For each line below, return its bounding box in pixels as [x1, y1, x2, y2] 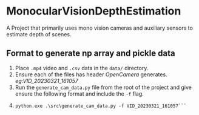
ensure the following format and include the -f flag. [15, 90, 144, 97]
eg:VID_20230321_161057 [15, 77, 79, 84]
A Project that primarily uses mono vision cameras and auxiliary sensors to [6, 24, 193, 31]
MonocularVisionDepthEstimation [6, 4, 181, 18]
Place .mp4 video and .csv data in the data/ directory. [15, 64, 149, 71]
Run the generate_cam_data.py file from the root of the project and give [15, 84, 192, 91]
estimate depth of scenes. [6, 30, 72, 38]
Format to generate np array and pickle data [6, 48, 175, 59]
